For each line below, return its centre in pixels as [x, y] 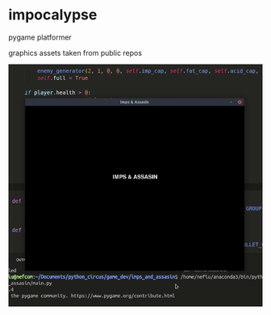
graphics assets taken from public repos [75, 52]
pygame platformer [40, 37]
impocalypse [53, 15]
